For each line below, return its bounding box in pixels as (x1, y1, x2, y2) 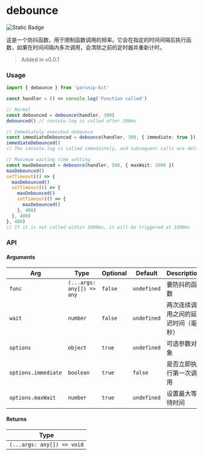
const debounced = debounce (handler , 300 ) (6, 112, 115, 118)
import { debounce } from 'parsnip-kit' (6, 85, 110, 91)
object (68, 344, 87, 351)
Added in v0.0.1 (21, 56, 59, 63)
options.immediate (9, 369, 62, 376)
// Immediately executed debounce (6, 128, 94, 135)
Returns (6, 415, 27, 423)
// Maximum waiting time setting (6, 157, 91, 163)
